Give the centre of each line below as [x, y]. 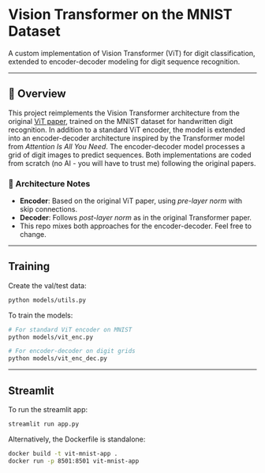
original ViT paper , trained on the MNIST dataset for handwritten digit [121, 121]
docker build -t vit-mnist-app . [63, 453]
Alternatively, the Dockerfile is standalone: [77, 439]
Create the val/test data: [47, 285]
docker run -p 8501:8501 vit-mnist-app [74, 461]
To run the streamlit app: [48, 410]
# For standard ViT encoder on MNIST [70, 329]
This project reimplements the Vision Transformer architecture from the [124, 113]
